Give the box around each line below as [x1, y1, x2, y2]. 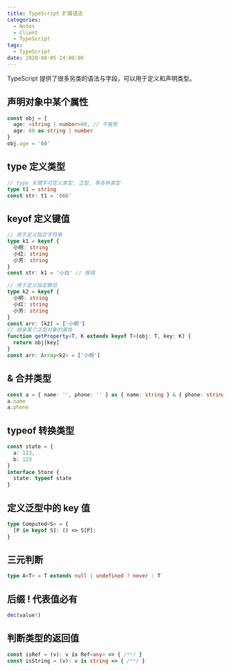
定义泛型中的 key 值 [7, 502, 90, 514]
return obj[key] [13, 340, 60, 346]
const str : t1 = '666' [7, 192, 72, 199]
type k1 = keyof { [7, 238, 60, 245]
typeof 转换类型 [7, 425, 75, 436]
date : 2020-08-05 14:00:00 [7, 55, 84, 62]
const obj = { [7, 114, 48, 122]
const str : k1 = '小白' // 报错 [7, 270, 96, 277]
